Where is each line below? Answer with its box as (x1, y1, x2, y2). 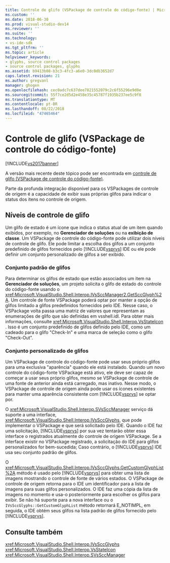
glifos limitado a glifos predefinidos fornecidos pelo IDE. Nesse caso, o (5, 302, 153, 308)
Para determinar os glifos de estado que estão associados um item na (5, 275, 151, 281)
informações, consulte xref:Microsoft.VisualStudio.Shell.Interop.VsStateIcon (5, 318, 163, 324)
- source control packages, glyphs (5, 64, 80, 69)
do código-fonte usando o (5, 286, 60, 292)
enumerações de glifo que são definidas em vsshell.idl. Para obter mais (5, 313, 154, 319)
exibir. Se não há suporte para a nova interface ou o (5, 497, 113, 503)
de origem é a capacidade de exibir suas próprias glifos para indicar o (5, 191, 151, 197)
